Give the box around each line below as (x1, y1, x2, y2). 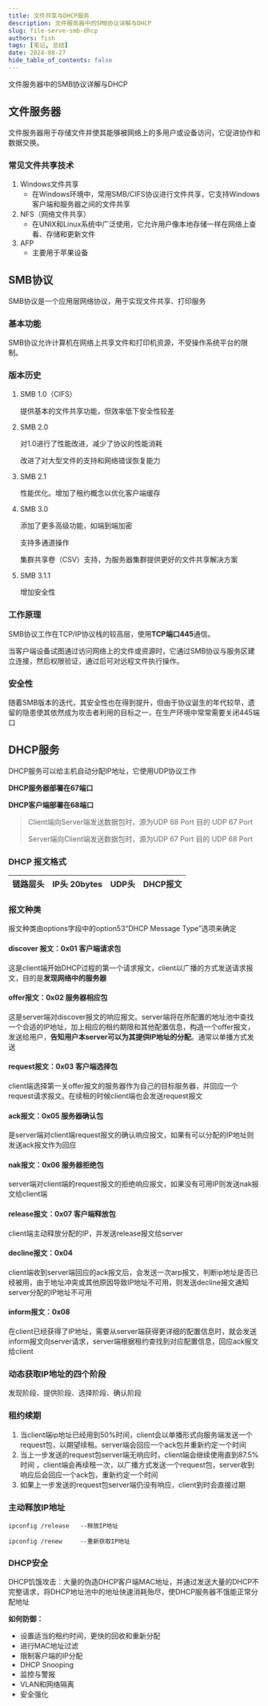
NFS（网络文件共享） (19, 209, 90, 218)
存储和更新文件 (46, 229, 96, 238)
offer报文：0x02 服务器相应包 (8, 993, 108, 1002)
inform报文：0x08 (8, 1307, 70, 1316)
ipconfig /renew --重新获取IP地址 (8, 1537, 130, 1545)
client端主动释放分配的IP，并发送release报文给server (8, 1229, 183, 1238)
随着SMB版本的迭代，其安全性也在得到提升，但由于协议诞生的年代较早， (8, 697, 248, 707)
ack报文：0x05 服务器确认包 (8, 1111, 104, 1121)
